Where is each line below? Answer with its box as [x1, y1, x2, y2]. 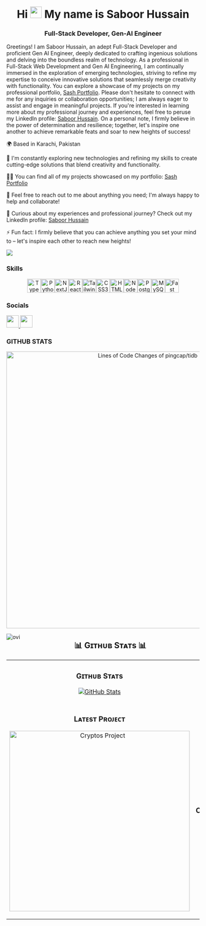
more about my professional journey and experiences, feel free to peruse [6, 108, 191, 116]
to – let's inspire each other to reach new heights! [6, 237, 131, 245]
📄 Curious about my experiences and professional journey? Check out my [6, 210, 193, 218]
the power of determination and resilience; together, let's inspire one [6, 122, 180, 129]
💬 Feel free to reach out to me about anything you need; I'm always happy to [6, 191, 200, 199]
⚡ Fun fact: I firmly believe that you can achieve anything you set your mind [6, 229, 197, 236]
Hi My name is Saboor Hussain [17, 7, 189, 22]
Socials [6, 301, 29, 310]
